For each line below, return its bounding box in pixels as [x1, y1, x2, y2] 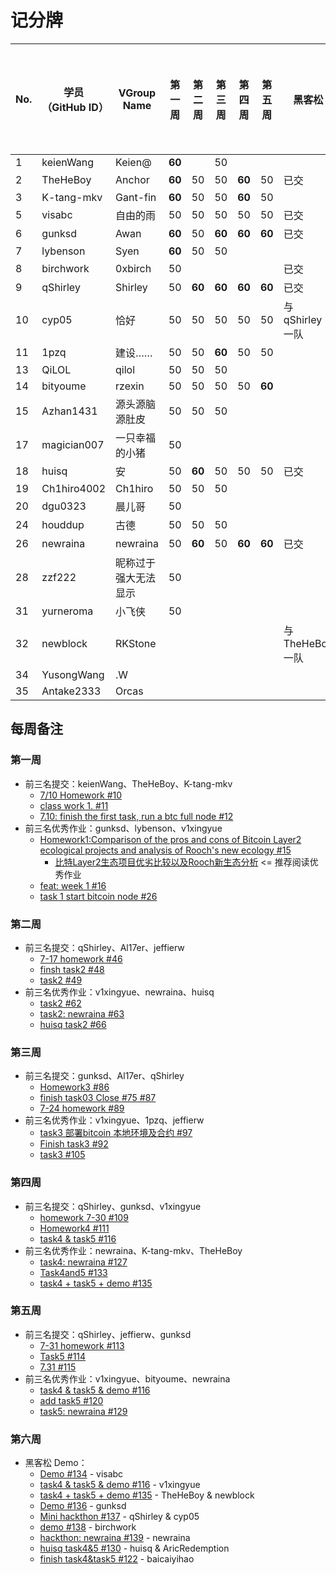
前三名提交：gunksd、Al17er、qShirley [24, 1070, 185, 1082]
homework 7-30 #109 [39, 1211, 129, 1223]
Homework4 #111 [39, 1222, 110, 1234]
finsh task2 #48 [39, 963, 105, 975]
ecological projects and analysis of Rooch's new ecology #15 [39, 844, 292, 856]
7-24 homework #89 [39, 1102, 125, 1115]
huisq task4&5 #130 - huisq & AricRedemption [39, 1542, 230, 1555]
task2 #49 [39, 974, 83, 986]
